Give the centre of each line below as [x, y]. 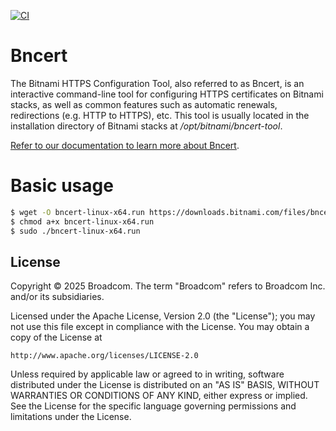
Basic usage [62, 186]
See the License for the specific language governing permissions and [153, 406]
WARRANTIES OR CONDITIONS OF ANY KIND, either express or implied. [159, 396]
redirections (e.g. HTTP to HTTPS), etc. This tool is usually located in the [160, 115]
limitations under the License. [71, 417]
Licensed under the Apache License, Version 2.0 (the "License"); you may [163, 316]
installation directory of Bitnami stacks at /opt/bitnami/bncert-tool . [146, 126]
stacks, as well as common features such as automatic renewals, [144, 104]
